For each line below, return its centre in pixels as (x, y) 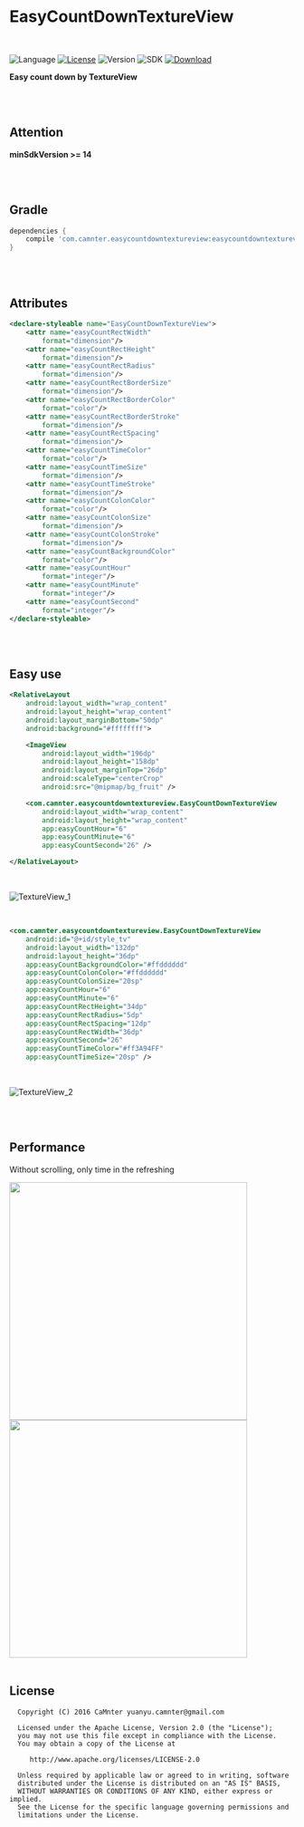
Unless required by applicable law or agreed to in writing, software (153, 1775)
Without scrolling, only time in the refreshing (92, 1169)
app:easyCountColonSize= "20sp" (85, 981)
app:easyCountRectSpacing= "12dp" (89, 1024)
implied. (26, 1799)
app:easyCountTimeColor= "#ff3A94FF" (95, 1049)
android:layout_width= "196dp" (99, 754)
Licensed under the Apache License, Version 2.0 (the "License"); (145, 1727)
